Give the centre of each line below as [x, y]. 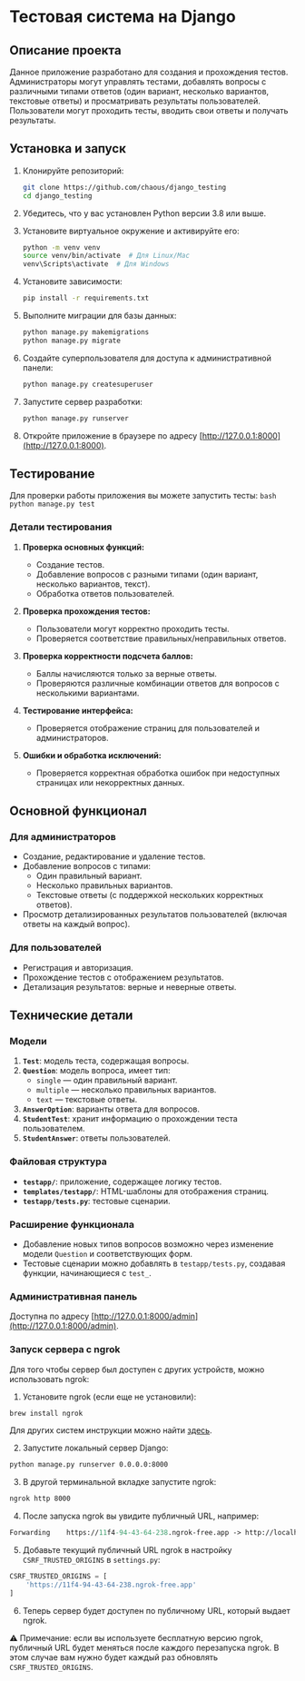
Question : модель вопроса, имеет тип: [96, 1071]
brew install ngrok [46, 1413]
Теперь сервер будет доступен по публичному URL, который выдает [156, 1610]
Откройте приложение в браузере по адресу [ [112, 435]
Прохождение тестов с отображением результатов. [123, 977]
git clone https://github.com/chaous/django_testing [124, 187]
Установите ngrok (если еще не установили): [109, 1397]
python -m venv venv [61, 247]
